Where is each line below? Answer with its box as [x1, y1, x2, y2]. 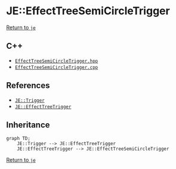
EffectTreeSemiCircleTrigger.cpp [14, 64, 98, 70]
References [6, 80, 50, 90]
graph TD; [6, 136, 31, 142]
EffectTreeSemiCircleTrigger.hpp [14, 58, 98, 64]
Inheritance [6, 120, 50, 130]
